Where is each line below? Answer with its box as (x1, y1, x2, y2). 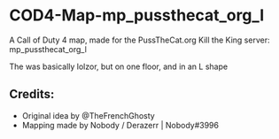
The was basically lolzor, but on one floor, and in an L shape (9, 61, 229, 72)
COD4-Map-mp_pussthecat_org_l (9, 5, 265, 26)
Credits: (9, 87, 55, 102)
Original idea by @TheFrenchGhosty (21, 110, 155, 120)
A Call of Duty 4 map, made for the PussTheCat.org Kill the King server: (9, 35, 270, 45)
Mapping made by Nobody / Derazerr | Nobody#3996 (21, 120, 220, 130)
